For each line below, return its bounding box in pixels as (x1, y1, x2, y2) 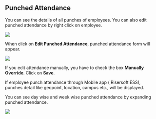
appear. (5, 46, 20, 52)
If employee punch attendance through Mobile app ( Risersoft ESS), (5, 79, 141, 85)
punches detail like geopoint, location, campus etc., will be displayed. (5, 84, 145, 90)
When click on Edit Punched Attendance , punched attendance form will (5, 41, 150, 47)
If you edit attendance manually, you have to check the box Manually (5, 65, 144, 71)
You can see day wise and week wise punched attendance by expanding (5, 94, 151, 100)
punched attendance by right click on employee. (5, 22, 102, 28)
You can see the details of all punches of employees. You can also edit (5, 17, 147, 23)
